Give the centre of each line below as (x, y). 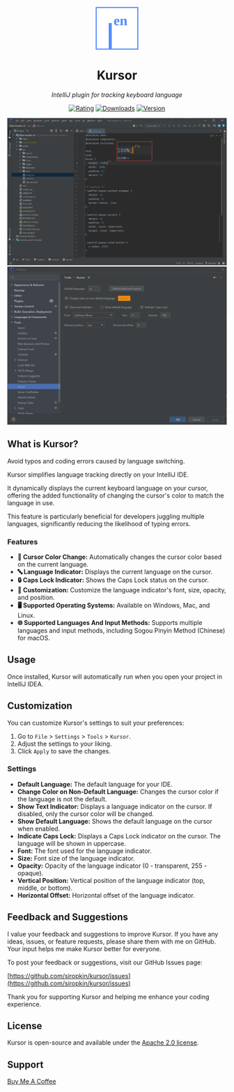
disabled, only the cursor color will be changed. (86, 814)
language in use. (31, 502)
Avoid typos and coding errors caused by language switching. (96, 461)
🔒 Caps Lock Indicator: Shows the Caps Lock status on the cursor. (113, 580)
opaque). (30, 873)
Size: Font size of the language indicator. (76, 858)
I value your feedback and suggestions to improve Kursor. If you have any (113, 934)
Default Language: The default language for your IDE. (95, 784)
